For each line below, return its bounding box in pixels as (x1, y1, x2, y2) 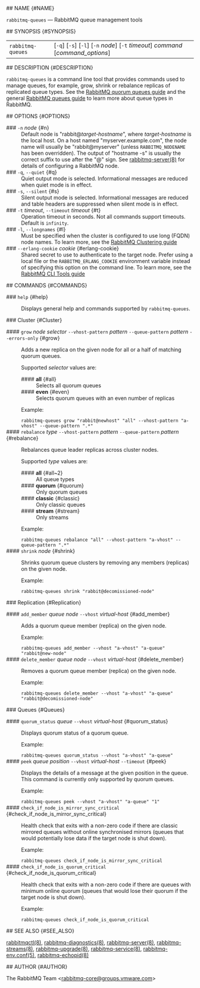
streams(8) (6, 946, 33, 952)
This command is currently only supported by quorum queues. (21, 776, 174, 782)
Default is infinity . (21, 219, 69, 227)
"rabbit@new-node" (21, 650, 67, 656)
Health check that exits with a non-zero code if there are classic (21, 822, 178, 829)
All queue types (36, 476, 74, 482)
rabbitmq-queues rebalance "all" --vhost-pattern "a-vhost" (21, 537, 174, 543)
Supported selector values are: (21, 364, 97, 371)
